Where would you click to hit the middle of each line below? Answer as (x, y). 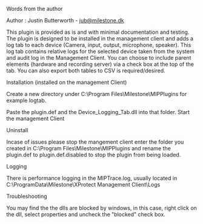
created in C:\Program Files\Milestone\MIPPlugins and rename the (88, 148)
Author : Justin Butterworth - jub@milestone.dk (65, 20)
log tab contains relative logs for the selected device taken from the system (101, 51)
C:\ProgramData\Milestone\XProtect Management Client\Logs (83, 184)
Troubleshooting (27, 196)
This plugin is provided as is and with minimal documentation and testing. (98, 32)
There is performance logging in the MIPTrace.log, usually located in (92, 178)
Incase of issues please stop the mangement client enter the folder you (95, 142)
